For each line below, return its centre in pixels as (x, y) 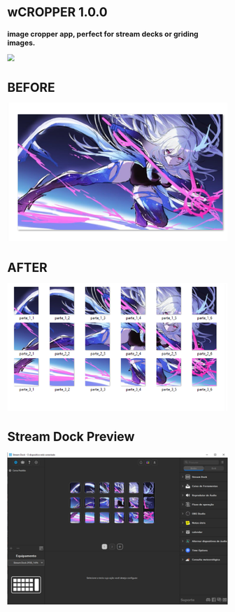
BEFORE (31, 87)
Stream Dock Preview (71, 437)
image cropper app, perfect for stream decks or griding (103, 34)
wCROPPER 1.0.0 (57, 12)
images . (21, 43)
